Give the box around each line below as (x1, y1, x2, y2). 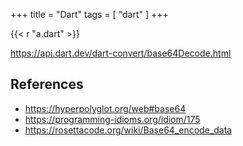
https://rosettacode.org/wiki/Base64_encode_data (24, 124, 233, 136)
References (10, 76, 84, 93)
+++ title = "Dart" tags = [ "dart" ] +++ (10, 9, 169, 20)
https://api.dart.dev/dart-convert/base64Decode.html (10, 47, 232, 59)
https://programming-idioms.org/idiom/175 (24, 113, 201, 125)
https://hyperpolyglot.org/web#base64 (24, 102, 187, 114)
